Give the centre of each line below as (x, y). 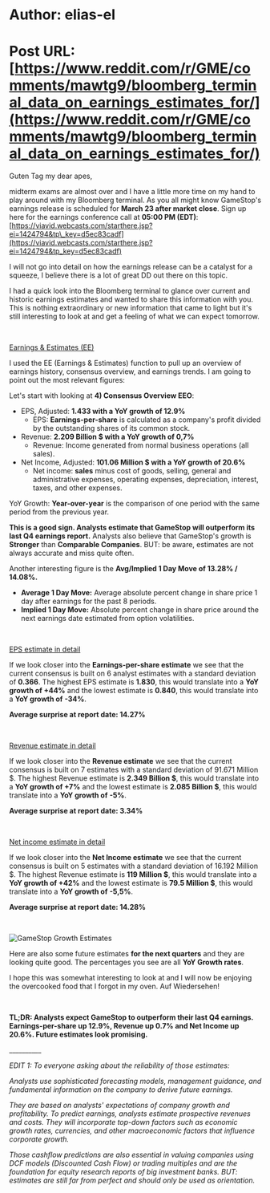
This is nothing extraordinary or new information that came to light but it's (131, 308)
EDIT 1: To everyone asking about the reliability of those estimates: (119, 1065)
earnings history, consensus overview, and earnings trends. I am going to (130, 371)
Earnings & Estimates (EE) (52, 347)
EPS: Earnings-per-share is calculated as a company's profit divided (147, 420)
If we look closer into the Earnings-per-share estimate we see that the (126, 665)
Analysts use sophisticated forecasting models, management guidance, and (135, 1081)
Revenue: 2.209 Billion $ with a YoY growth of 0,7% (107, 437)
